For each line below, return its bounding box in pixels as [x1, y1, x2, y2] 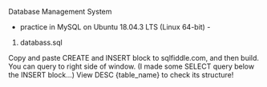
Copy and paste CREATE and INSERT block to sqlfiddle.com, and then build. [8, 53, 259, 62]
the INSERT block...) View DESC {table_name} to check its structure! [8, 70, 234, 79]
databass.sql [19, 38, 63, 47]
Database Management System [8, 7, 112, 16]
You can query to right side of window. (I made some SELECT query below [8, 61, 255, 71]
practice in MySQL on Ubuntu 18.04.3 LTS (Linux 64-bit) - [19, 22, 211, 31]
